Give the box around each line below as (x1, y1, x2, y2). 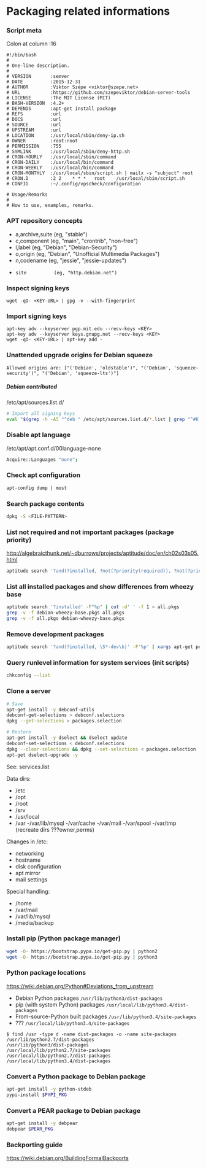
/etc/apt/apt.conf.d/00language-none (6, 444, 101, 452)
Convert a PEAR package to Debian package (6, 1106, 141, 1115)
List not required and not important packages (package (6, 528, 175, 536)
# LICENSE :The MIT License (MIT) (6, 95, 112, 101)
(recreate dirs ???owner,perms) (15, 826, 95, 833)
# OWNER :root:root (6, 138, 78, 144)
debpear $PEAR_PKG (6, 1126, 53, 1132)
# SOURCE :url (6, 122, 62, 128)
